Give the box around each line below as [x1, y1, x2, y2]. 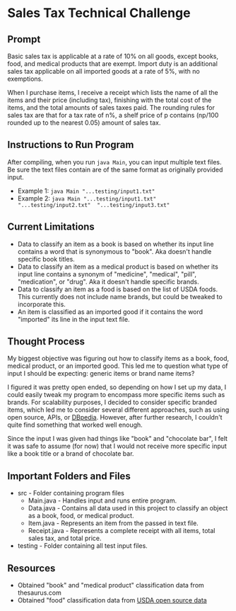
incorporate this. [17, 300, 66, 308]
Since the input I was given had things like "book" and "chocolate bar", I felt [7, 435, 228, 443]
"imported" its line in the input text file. [17, 315, 130, 323]
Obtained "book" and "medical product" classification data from [17, 581, 205, 590]
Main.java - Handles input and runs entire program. [28, 496, 177, 505]
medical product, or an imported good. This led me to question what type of [7, 361, 228, 370]
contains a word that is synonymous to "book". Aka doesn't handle [17, 247, 212, 256]
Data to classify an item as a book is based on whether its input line [17, 240, 214, 248]
